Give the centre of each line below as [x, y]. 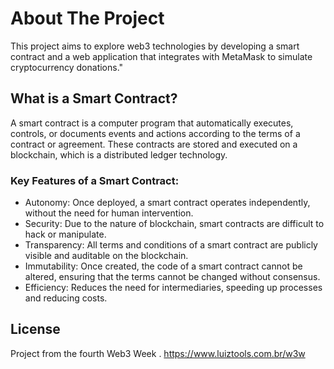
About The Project [87, 18]
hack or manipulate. [65, 234]
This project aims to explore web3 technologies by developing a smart [155, 46]
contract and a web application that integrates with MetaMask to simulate [161, 56]
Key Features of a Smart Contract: [95, 180]
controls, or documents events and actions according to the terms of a [155, 133]
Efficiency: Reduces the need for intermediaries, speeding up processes [173, 288]
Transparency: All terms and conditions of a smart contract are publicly [171, 245]
